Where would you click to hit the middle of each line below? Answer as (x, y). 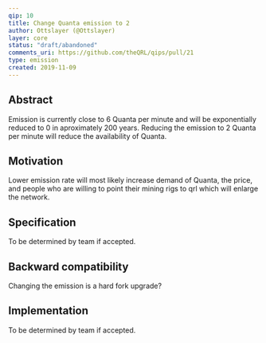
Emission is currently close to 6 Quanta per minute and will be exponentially (133, 119)
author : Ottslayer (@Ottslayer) (62, 30)
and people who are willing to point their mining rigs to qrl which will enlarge (133, 189)
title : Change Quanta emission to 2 (69, 23)
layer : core (28, 38)
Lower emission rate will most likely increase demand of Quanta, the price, (131, 180)
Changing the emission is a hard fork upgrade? (85, 286)
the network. (29, 197)
